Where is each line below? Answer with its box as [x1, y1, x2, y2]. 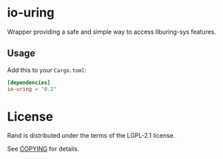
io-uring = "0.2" [7, 85, 57, 92]
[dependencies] [7, 79, 51, 86]
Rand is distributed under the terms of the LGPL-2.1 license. [7, 131, 176, 140]
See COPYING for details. [7, 145, 80, 153]
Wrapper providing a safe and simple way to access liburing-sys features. [7, 28, 217, 36]
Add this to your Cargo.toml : [7, 65, 87, 74]
